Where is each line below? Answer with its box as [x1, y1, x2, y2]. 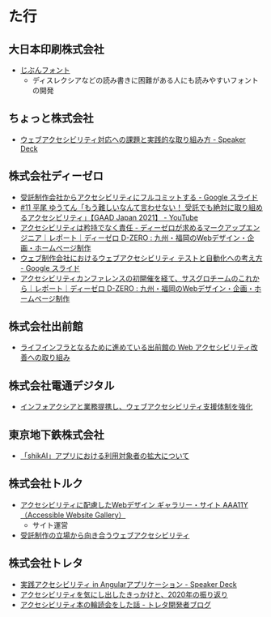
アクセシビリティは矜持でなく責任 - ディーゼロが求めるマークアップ [19, 222, 247, 232]
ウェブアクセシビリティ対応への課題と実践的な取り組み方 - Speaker [19, 135, 247, 144]
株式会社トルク [8, 477, 83, 491]
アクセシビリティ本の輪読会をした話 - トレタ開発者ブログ [19, 599, 212, 609]
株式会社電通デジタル [8, 379, 115, 392]
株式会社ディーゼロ [8, 169, 104, 183]
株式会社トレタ [8, 556, 83, 570]
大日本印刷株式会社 [8, 42, 104, 56]
